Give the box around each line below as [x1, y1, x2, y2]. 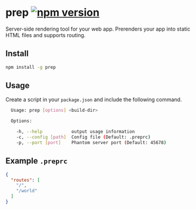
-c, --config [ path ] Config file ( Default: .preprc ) [16, 134, 151, 141]
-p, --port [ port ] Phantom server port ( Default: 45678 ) [16, 139, 167, 145]
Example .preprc [5, 156, 68, 166]
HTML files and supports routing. [5, 31, 86, 38]
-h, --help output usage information [16, 129, 135, 135]
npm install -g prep [5, 64, 57, 70]
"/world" [16, 188, 38, 194]
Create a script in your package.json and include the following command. [5, 96, 182, 103]
